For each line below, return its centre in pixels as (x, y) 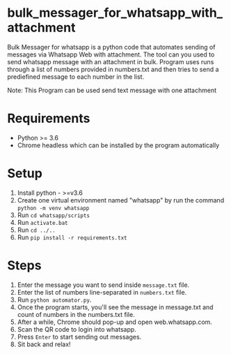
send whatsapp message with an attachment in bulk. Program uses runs (111, 61)
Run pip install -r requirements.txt (72, 237)
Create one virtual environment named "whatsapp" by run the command (121, 200)
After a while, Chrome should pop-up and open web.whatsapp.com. (114, 322)
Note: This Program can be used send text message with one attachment (112, 90)
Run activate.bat (42, 222)
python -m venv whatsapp (53, 208)
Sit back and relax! (44, 344)
